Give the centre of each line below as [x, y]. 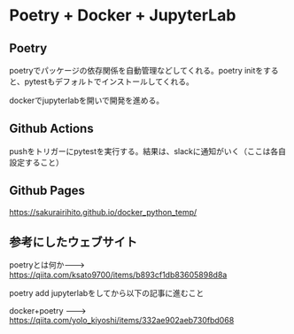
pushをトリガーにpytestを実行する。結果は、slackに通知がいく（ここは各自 [147, 151]
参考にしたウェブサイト [73, 242]
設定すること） [36, 162]
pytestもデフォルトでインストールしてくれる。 [109, 82]
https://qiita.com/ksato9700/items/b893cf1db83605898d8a [118, 275]
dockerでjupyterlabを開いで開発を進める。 [87, 100]
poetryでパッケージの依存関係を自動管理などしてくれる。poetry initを [136, 70]
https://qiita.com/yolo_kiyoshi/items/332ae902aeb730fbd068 [122, 321]
